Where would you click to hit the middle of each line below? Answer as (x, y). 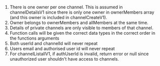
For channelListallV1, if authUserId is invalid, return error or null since (79, 54)
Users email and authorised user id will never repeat (62, 49)
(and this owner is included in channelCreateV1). (58, 17)
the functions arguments (34, 38)
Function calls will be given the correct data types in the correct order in (82, 33)
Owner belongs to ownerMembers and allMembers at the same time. (79, 22)
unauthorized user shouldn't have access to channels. (64, 59)
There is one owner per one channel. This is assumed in (66, 7)
